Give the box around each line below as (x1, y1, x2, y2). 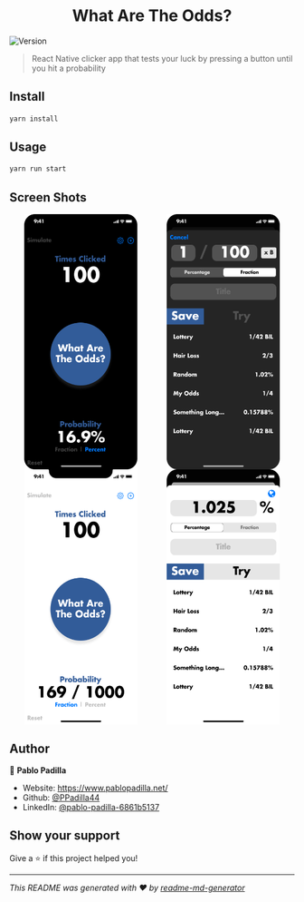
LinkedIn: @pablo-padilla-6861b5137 (22, 801, 160, 812)
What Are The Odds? (71, 5, 233, 26)
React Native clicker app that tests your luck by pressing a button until (31, 53, 293, 64)
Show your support (9, 828, 120, 844)
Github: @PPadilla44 (22, 791, 100, 803)
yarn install (9, 114, 59, 123)
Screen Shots (9, 190, 88, 205)
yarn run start (9, 164, 67, 173)
